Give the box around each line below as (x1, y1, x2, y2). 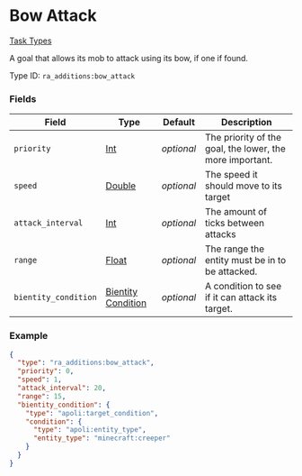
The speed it (205, 169, 258, 181)
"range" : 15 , (17, 391, 67, 401)
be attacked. (205, 265, 258, 278)
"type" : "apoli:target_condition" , (25, 408, 159, 417)
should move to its (205, 179, 283, 192)
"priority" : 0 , (17, 367, 75, 376)
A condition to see (205, 280, 281, 293)
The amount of (205, 206, 268, 218)
